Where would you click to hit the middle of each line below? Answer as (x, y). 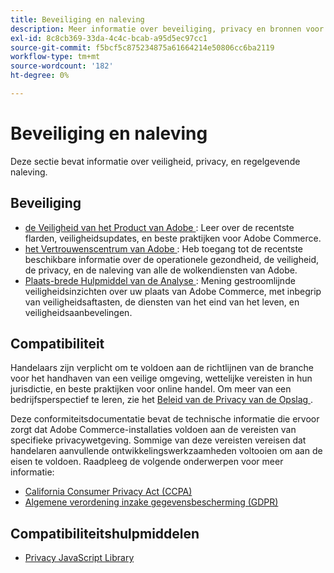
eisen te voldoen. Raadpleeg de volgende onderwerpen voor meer (147, 462)
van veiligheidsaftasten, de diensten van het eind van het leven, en (162, 302)
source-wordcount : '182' (62, 66)
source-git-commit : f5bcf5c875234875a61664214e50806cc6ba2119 (142, 47)
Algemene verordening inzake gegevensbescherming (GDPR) (151, 502)
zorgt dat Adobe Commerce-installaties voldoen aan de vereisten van (153, 430)
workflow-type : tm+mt (55, 57)
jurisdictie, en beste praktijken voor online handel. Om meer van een (151, 389)
